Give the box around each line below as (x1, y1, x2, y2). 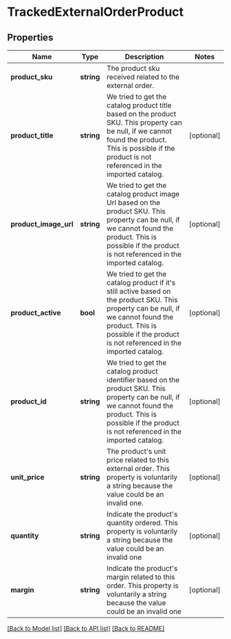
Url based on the (106, 198, 161, 207)
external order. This (106, 464, 170, 473)
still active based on (106, 286, 171, 296)
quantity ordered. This (106, 518, 179, 527)
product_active (10, 308, 61, 317)
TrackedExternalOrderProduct (7, 4, 184, 20)
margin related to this (106, 572, 175, 582)
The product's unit (106, 447, 166, 456)
